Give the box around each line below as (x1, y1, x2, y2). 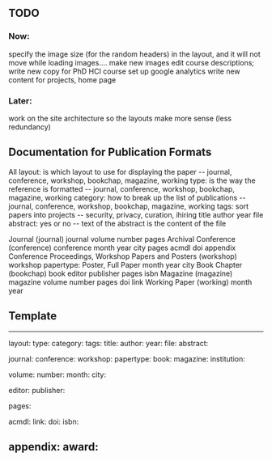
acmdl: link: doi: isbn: (8, 417, 79, 426)
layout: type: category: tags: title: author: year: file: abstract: (8, 338, 209, 348)
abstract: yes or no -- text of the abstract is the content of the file (8, 218, 227, 228)
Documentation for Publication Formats (8, 146, 212, 159)
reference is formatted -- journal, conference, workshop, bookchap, (8, 184, 235, 193)
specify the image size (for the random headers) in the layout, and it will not (8, 49, 261, 59)
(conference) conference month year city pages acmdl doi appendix (8, 243, 236, 252)
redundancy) (8, 121, 51, 132)
